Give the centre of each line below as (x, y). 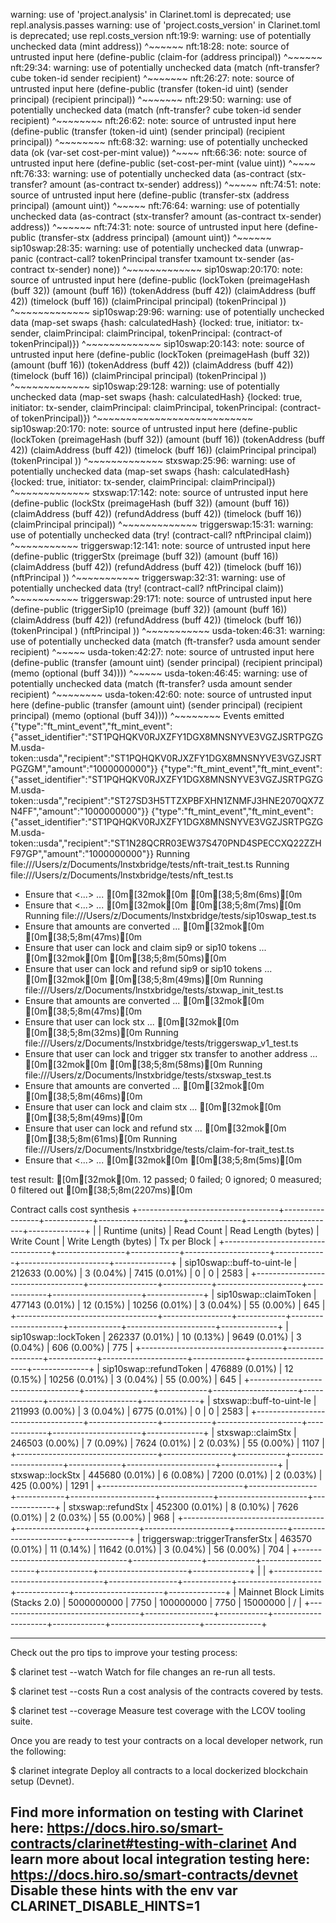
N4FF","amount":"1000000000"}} (80, 811)
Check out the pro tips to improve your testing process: (124, 1652)
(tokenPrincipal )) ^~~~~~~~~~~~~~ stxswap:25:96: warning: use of (153, 460)
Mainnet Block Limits (281, 1592)
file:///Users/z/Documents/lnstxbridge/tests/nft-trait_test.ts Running (150, 864)
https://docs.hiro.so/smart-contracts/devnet (154, 1875)
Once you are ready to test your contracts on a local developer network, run (167, 1740)
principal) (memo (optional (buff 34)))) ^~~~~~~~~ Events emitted (147, 715)
